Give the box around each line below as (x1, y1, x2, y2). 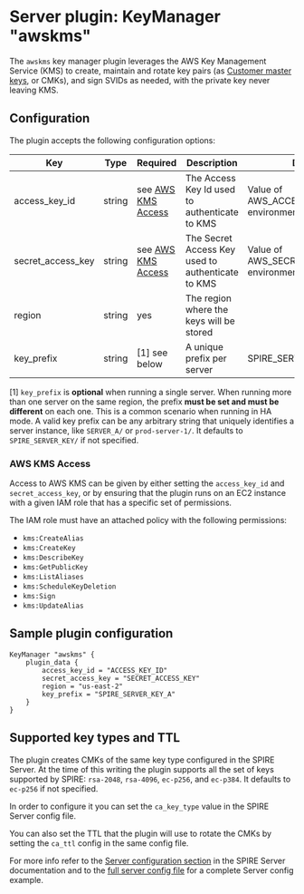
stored (185, 326, 214, 338)
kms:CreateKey (22, 544, 76, 553)
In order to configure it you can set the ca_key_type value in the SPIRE (9, 801, 270, 811)
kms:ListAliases (22, 573, 84, 582)
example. (9, 874, 43, 885)
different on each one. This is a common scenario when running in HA (9, 405, 272, 416)
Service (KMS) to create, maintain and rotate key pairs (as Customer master (9, 65, 292, 76)
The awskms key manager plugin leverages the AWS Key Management (9, 55, 267, 66)
